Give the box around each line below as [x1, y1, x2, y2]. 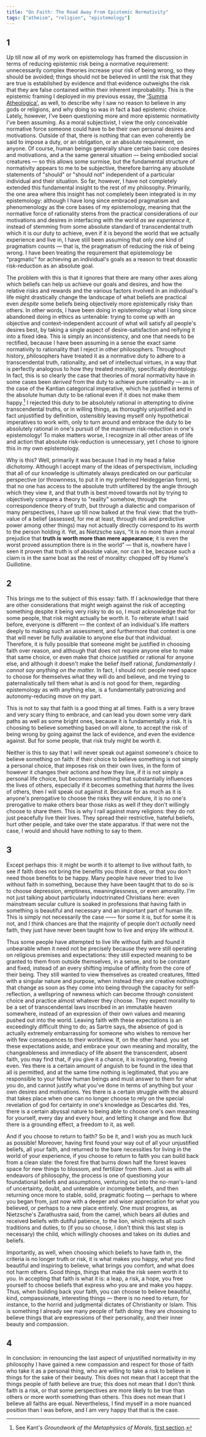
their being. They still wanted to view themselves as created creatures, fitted [6, 970, 200, 978]
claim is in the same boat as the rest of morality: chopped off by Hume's [6, 554, 189, 561]
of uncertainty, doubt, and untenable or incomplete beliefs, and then [6, 1184, 179, 1192]
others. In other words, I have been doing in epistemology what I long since [6, 307, 196, 314]
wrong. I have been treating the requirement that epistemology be [6, 249, 173, 256]
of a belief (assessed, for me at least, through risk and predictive [21, 515, 185, 522]
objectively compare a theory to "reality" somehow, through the [6, 495, 167, 503]
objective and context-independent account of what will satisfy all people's [6, 320, 196, 327]
